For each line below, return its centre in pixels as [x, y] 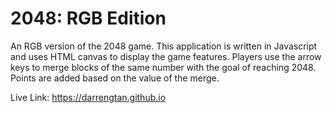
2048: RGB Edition [88, 18]
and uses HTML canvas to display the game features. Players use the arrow [166, 56]
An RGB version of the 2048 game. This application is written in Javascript [164, 46]
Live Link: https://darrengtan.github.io [88, 97]
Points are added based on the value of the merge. [115, 78]
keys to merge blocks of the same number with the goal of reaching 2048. [163, 67]
